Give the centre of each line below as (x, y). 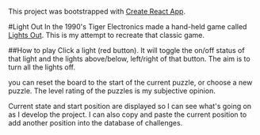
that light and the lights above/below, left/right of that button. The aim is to (130, 59)
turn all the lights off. (42, 67)
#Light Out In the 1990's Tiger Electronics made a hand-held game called (128, 26)
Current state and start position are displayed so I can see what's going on (130, 106)
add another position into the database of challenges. (96, 123)
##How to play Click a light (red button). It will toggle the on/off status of (126, 50)
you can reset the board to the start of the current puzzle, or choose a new (130, 82)
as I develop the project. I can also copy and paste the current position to (128, 114)
